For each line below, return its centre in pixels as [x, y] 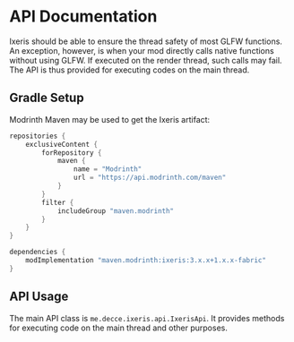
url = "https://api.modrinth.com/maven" [150, 178]
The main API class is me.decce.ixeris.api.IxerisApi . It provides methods [147, 318]
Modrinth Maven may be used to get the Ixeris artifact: [110, 119]
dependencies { [38, 252]
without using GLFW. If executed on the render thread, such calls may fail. [146, 60]
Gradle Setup [47, 98]
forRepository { [72, 153]
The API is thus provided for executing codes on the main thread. [130, 70]
